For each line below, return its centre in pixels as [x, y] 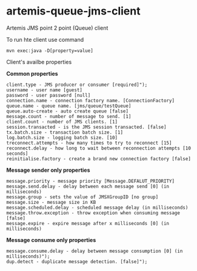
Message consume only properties [51, 240]
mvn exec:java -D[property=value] [50, 51]
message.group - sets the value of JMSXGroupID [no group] [82, 197]
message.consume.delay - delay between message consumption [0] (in [95, 251]
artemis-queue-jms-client [73, 11]
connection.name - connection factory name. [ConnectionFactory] [90, 100]
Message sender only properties [48, 170]
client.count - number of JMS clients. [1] [62, 122]
